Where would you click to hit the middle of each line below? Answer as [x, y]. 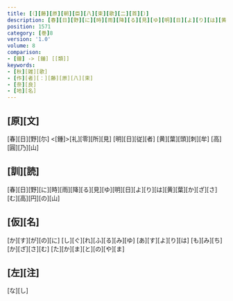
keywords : [21, 65]
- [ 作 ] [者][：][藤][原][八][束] [50, 78]
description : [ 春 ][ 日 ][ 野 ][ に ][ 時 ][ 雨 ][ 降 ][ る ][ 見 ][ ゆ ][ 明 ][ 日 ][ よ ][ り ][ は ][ [114, 20]
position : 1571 [29, 26]
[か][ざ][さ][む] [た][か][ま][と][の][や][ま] [66, 249]
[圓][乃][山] [23, 147]
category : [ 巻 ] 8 [30, 33]
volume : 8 [21, 46]
